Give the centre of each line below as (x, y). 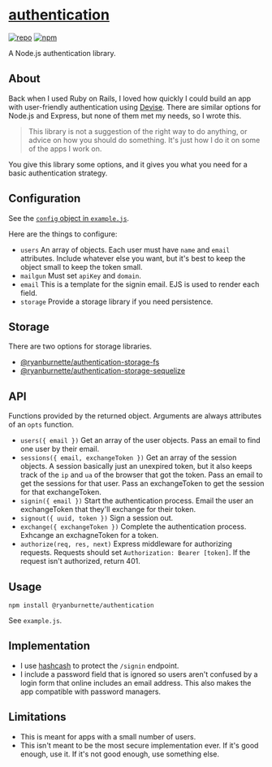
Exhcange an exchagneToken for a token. (89, 535)
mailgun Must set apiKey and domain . (81, 275)
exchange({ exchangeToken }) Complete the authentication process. (133, 526)
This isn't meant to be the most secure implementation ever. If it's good (139, 745)
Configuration (45, 199)
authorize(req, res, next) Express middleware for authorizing (126, 544)
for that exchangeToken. (60, 492)
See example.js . (35, 620)
